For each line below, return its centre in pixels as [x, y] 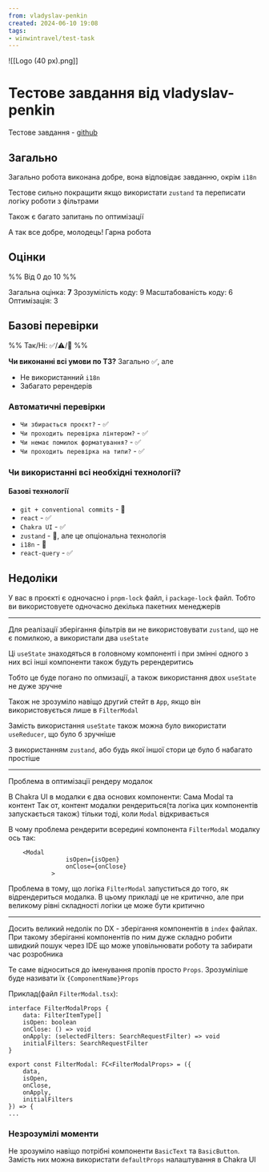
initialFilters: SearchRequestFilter [86, 1043]
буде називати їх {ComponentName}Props [74, 978]
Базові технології [39, 491]
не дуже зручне [35, 685]
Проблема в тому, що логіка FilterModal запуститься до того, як [118, 888]
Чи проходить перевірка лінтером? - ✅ [84, 433]
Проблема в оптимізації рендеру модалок [81, 781]
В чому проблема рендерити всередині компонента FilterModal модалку [134, 829]
